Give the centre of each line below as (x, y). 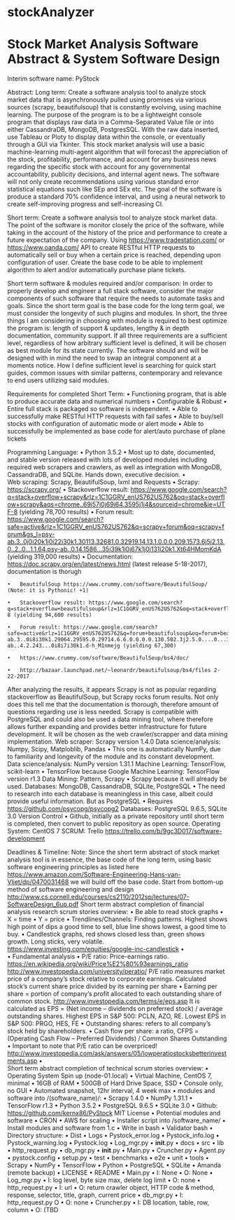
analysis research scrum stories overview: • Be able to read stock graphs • (115, 912)
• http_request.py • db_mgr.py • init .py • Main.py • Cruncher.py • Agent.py (116, 1151)
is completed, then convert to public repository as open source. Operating (114, 824)
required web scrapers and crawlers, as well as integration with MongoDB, (115, 467)
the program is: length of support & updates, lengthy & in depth (98, 328)
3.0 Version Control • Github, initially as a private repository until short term (116, 816)
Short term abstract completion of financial (142, 904)
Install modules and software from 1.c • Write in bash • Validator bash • (110, 1128)
